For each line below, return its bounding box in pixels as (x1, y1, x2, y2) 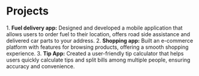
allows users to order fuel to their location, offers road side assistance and (6, 30, 191, 37)
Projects (6, 4, 49, 18)
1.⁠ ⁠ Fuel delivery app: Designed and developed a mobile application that (6, 24, 183, 31)
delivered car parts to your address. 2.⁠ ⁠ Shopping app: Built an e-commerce (6, 37, 194, 44)
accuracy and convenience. (6, 62, 75, 70)
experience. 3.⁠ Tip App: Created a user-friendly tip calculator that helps (6, 49, 184, 57)
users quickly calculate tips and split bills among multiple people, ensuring (6, 56, 191, 63)
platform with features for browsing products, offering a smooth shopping (6, 43, 189, 51)
